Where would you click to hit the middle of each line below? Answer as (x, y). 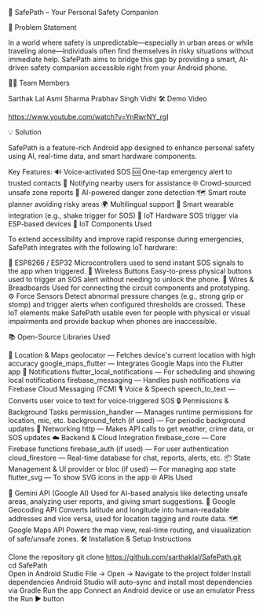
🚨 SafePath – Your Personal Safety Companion (83, 12)
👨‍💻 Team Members (39, 83)
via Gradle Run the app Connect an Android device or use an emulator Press (131, 590)
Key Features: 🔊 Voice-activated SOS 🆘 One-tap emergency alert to (120, 172)
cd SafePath (28, 565)
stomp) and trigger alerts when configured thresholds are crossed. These (127, 304)
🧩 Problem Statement (42, 27)
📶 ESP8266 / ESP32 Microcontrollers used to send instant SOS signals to (126, 263)
